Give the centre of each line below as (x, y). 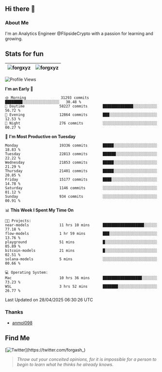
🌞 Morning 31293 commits (47, 98)
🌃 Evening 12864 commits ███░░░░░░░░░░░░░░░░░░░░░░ (81, 115)
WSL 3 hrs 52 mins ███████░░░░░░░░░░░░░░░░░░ (81, 286)
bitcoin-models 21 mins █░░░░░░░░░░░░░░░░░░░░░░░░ (81, 250)
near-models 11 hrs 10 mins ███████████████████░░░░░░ (81, 225)
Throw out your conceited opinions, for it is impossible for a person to (87, 359)
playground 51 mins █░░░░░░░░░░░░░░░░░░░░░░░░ (81, 242)
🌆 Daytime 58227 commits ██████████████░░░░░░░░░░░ (81, 106)
